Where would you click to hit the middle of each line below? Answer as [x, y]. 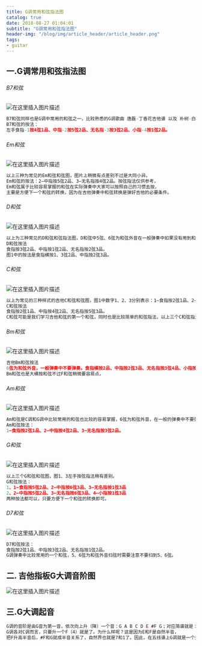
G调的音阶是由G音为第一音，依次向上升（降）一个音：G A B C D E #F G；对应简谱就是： [102, 626]
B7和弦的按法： [23, 125]
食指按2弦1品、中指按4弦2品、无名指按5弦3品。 [57, 312]
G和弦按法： [19, 482]
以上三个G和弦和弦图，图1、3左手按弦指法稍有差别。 [62, 476]
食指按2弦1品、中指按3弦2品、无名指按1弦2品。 [57, 550]
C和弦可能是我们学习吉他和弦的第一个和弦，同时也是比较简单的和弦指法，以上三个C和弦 [98, 317]
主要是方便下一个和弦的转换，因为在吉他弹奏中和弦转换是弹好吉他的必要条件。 [89, 192]
